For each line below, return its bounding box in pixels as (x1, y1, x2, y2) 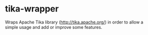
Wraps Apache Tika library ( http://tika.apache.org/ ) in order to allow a (5, 19, 144, 25)
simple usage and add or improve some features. (5, 24, 103, 30)
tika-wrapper (5, 3, 59, 14)
